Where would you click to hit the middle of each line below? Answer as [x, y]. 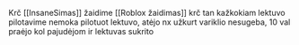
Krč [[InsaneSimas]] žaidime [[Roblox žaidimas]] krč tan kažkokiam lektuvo [147, 13]
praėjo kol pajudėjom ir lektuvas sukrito [81, 31]
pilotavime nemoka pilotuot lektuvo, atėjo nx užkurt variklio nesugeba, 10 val [149, 22]
